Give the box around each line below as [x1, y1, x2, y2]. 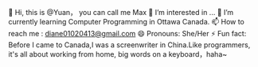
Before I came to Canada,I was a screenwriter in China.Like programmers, [8, 40, 251, 50]
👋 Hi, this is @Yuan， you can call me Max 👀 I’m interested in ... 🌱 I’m [8, 8, 234, 17]
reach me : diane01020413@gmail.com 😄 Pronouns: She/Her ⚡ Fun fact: [8, 29, 247, 38]
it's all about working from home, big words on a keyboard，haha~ [8, 50, 228, 58]
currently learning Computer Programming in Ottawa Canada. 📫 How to [8, 17, 245, 26]
